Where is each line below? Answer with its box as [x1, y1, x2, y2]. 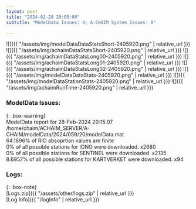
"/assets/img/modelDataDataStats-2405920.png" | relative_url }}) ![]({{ [13, 71, 185, 79]
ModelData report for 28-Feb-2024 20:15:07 [6, 118, 113, 125]
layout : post [6, 8, 38, 15]
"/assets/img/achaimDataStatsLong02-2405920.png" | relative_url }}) [13, 66, 182, 73]
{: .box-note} [6, 183, 37, 190]
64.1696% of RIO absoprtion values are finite [6, 137, 114, 144]
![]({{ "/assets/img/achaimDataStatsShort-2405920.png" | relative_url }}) [6, 47, 182, 54]
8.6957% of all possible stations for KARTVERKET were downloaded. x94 [6, 156, 184, 163]
